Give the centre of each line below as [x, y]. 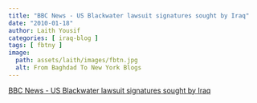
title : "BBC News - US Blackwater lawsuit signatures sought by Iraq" [129, 16]
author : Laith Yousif [45, 30]
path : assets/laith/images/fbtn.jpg [77, 61]
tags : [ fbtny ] [35, 46]
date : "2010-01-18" [41, 23]
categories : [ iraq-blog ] [53, 38]
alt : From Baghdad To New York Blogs [79, 68]
